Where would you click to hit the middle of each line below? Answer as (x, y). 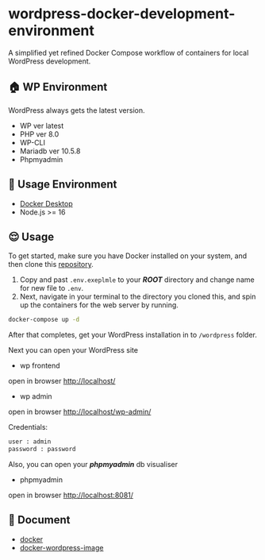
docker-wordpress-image (61, 547)
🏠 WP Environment (58, 87)
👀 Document (39, 520)
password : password (42, 450)
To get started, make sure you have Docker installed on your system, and (128, 256)
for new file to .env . (52, 288)
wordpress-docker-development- (122, 14)
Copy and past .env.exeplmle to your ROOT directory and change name (137, 280)
